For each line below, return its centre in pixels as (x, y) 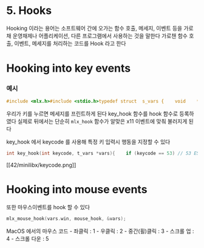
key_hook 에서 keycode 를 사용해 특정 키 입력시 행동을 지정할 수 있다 (88, 142)
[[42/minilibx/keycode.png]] (41, 165)
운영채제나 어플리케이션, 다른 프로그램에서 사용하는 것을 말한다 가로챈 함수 (100, 36)
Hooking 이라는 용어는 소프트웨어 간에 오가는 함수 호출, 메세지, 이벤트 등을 (94, 28)
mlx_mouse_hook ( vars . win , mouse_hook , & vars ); (66, 219)
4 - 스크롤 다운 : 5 (28, 238)
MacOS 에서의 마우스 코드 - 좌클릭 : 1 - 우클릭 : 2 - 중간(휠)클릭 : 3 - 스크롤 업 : (100, 231)
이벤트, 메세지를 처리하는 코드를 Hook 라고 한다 (70, 43)
